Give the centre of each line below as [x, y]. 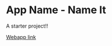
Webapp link [21, 37]
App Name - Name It [56, 10]
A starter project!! [27, 26]
